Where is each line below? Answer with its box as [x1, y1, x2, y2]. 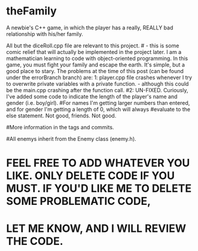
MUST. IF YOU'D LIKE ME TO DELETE [6, 182, 192, 195]
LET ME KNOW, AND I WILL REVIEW [6, 222, 187, 235]
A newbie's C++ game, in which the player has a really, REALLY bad [6, 24, 173, 31]
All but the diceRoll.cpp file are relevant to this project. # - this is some [6, 42, 179, 49]
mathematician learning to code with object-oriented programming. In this [6, 55, 188, 62]
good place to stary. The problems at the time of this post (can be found [6, 67, 184, 74]
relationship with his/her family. [6, 30, 84, 37]
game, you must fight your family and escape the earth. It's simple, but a [6, 61, 185, 68]
